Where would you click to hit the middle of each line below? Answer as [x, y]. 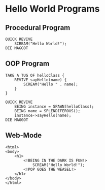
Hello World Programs [52, 9]
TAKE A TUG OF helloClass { [35, 75]
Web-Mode [24, 135]
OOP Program [27, 64]
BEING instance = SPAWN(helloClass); [54, 106]
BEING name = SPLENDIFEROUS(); [47, 111]
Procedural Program [38, 28]
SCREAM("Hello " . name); [51, 84]
